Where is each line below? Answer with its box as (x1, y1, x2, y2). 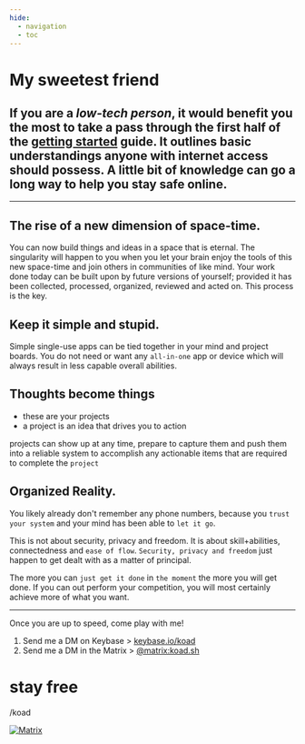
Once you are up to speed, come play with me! (9, 618, 184, 628)
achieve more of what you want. (9, 591, 130, 602)
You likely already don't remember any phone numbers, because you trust (9, 508, 290, 518)
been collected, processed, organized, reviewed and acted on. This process (9, 281, 294, 292)
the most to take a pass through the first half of (9, 119, 281, 135)
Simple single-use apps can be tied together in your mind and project (9, 341, 270, 351)
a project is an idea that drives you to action (22, 420, 187, 431)
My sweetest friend (9, 69, 160, 90)
